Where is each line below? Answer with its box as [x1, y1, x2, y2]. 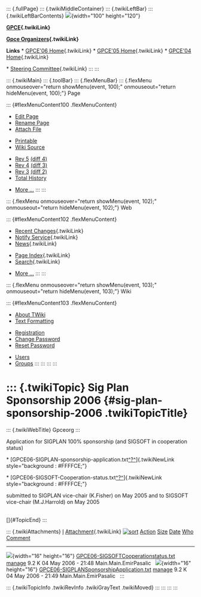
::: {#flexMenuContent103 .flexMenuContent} [6, 300, 117, 306]
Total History [14, 174, 47, 181]
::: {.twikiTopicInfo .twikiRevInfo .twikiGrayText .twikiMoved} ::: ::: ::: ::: [6, 584, 178, 591]
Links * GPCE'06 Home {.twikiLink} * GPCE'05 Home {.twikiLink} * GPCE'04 [6, 47, 191, 54]
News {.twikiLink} [14, 240, 57, 247]
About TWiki [14, 311, 46, 318]
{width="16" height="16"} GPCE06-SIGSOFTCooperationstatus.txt [12, 552, 175, 559]
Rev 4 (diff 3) [14, 162, 48, 169]
